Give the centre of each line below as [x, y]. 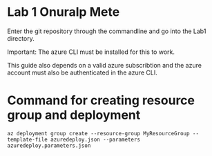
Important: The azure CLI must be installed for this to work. [91, 52]
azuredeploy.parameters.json [49, 146]
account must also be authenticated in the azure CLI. [82, 72]
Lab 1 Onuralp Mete [64, 12]
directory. [21, 38]
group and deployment [74, 115]
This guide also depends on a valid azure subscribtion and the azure [105, 65]
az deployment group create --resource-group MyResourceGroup [98, 133]
